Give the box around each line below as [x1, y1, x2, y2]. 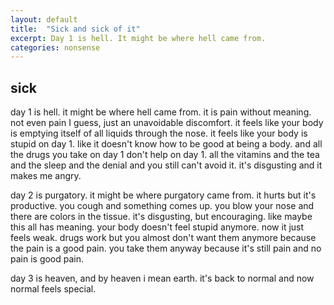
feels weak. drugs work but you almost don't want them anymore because [10, 232, 317, 244]
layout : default [10, 14, 78, 25]
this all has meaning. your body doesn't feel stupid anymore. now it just [10, 221, 305, 233]
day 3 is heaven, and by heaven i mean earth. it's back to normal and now [10, 272, 315, 285]
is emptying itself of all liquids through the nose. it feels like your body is [10, 127, 308, 140]
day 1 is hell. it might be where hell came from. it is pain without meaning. [10, 106, 312, 118]
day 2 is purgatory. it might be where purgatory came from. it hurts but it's [10, 189, 317, 201]
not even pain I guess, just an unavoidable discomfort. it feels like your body [10, 117, 324, 129]
